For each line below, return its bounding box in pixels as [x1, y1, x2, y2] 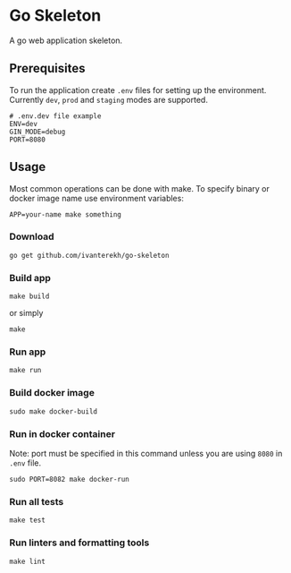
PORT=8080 [9, 135, 46, 144]
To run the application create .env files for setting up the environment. [9, 84, 267, 95]
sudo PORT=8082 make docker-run [9, 475, 129, 484]
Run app [9, 346, 46, 358]
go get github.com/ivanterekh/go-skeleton [9, 251, 170, 260]
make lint [9, 557, 46, 566]
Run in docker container [9, 427, 116, 440]
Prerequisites [9, 61, 86, 76]
